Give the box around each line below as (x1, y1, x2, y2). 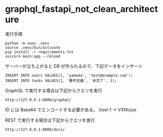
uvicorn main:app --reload (5, 53, 61, 59)
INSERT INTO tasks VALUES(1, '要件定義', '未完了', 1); (5, 78, 117, 83)
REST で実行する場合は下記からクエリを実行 (5, 117, 95, 123)
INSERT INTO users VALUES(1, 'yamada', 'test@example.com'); (5, 73, 133, 78)
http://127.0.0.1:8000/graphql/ (5, 97, 71, 102)
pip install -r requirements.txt (5, 49, 74, 54)
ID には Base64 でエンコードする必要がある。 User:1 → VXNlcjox (5, 106, 137, 112)
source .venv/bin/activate (5, 45, 61, 50)
